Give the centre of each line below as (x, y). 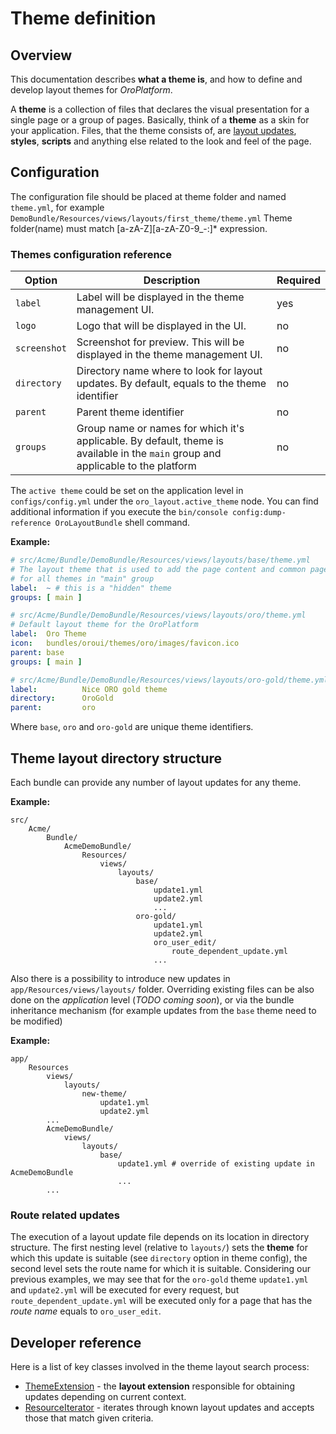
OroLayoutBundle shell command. (122, 523)
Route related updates (65, 1215)
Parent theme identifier (130, 412)
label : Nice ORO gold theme (89, 689)
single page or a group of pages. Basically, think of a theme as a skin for (160, 120)
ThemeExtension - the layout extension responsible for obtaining (159, 1386)
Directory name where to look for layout (169, 371)
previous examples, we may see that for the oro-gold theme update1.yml (159, 1279)
